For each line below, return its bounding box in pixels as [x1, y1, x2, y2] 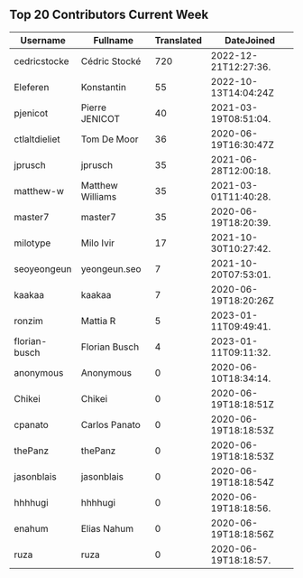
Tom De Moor [80, 133, 139, 145]
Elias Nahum [80, 522, 134, 535]
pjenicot [14, 107, 49, 119]
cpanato [14, 418, 50, 431]
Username [20, 33, 66, 46]
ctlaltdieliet [14, 133, 60, 145]
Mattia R [80, 314, 116, 327]
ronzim [14, 314, 43, 327]
